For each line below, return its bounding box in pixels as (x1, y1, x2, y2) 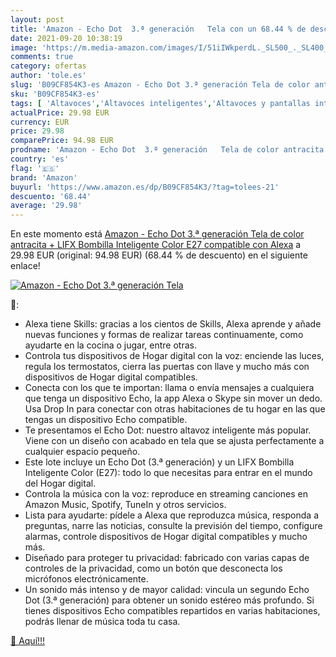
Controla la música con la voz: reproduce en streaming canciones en (24, 488, 309, 500)
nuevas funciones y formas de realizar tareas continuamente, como (24, 329, 304, 341)
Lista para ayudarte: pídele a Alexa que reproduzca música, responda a (24, 509, 320, 521)
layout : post (10, 14, 65, 25)
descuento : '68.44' (10, 191, 92, 201)
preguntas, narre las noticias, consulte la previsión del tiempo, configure (24, 520, 323, 532)
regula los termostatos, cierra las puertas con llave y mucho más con (24, 361, 310, 373)
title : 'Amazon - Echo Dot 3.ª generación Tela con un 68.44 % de (10, 24, 307, 34)
